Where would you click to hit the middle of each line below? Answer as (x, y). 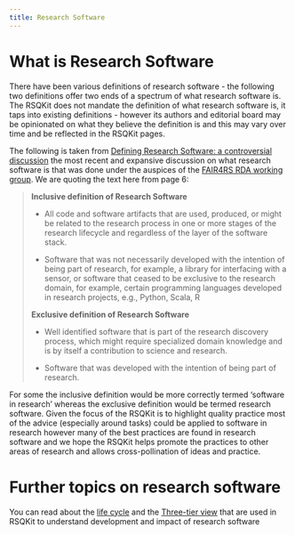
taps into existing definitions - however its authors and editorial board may (145, 114)
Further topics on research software (145, 487)
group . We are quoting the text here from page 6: (99, 179)
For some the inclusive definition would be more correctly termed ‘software (147, 394)
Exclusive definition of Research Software (110, 314)
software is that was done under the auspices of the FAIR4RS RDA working (146, 169)
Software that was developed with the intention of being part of (160, 368)
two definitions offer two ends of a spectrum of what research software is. (145, 95)
